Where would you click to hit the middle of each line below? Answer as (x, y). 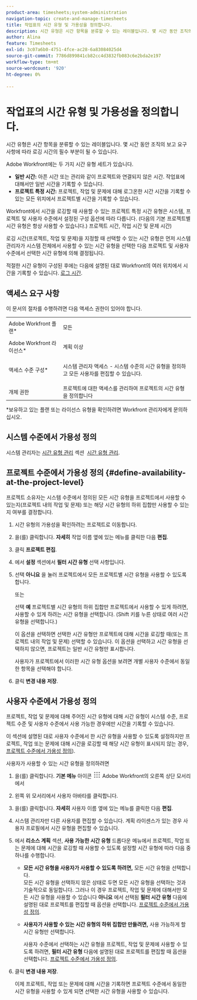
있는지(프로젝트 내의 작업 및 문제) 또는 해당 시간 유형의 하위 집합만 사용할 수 (92, 504)
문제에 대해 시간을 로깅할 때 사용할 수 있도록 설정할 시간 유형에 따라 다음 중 (106, 848)
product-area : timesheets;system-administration (67, 12)
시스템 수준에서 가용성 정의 (51, 437)
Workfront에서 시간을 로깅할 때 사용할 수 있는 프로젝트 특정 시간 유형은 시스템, (95, 211)
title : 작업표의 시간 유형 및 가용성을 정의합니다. (59, 25)
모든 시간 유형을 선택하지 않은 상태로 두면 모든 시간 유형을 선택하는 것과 (105, 882)
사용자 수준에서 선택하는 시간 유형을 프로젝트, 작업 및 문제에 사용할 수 (102, 944)
